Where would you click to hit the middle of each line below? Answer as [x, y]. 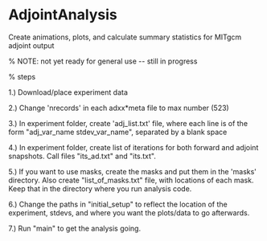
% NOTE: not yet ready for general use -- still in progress [103, 61]
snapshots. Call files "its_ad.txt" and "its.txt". [82, 156]
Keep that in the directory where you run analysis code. [100, 188]
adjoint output [31, 45]
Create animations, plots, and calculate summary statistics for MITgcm [125, 37]
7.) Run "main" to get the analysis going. [75, 228]
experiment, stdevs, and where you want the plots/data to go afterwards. [129, 212]
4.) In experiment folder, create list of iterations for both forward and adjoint [133, 147]
